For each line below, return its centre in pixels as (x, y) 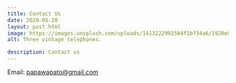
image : (17, 33)
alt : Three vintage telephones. (54, 40)
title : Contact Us (34, 14)
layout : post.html (34, 27)
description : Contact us (44, 52)
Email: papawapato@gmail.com (53, 72)
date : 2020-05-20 (33, 20)
